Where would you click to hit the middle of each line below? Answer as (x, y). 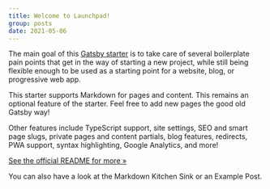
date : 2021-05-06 (38, 31)
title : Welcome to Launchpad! (60, 16)
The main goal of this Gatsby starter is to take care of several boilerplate (129, 54)
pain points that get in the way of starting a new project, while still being (129, 62)
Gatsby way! (29, 112)
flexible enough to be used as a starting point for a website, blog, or (122, 71)
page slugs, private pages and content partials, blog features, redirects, (128, 136)
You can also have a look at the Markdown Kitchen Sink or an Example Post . (135, 176)
